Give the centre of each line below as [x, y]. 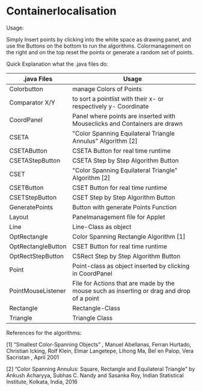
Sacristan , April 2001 [32, 357]
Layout [19, 217]
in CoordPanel [92, 274]
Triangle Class [92, 317]
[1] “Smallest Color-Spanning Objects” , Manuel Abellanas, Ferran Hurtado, [99, 344]
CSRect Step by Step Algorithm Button [126, 256]
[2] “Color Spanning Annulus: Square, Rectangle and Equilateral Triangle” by [101, 369]
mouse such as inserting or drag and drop [131, 290]
